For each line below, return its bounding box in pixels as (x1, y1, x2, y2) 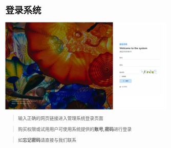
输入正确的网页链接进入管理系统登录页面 (17, 115, 103, 121)
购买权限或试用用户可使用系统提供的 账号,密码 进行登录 (17, 126, 132, 132)
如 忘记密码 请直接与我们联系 (17, 137, 77, 143)
